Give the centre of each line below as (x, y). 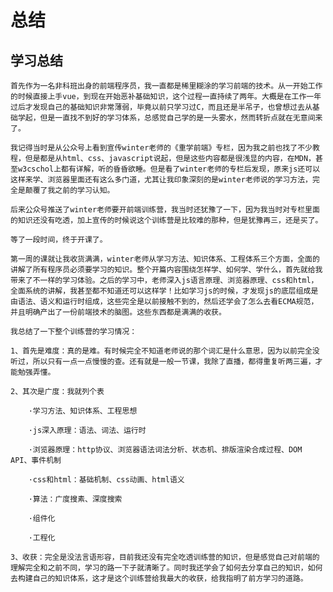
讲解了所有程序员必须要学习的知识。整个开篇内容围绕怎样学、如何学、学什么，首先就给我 (166, 270)
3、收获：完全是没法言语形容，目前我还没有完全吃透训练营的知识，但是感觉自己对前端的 (165, 557)
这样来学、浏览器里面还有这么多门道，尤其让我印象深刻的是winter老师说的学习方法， (161, 180)
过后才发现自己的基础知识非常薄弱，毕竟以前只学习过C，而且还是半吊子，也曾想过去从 (161, 107)
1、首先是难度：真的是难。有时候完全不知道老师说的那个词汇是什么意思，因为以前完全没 (165, 351)
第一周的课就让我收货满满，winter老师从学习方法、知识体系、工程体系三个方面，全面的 (165, 259)
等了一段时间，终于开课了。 (59, 240)
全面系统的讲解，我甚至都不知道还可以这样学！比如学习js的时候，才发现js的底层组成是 (164, 291)
